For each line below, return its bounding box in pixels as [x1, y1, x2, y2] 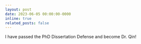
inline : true [5, 16, 32, 21]
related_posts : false [5, 20, 49, 26]
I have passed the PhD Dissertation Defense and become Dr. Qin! [5, 34, 137, 40]
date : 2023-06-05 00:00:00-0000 [5, 12, 71, 16]
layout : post [5, 7, 32, 12]
